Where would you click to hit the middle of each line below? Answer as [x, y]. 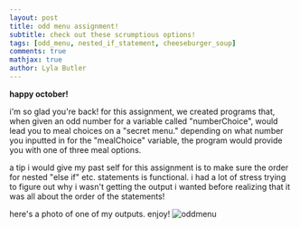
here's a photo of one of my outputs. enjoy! [90, 214]
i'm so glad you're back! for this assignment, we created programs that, [142, 111]
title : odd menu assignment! [64, 26]
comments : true [38, 52]
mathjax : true [36, 60]
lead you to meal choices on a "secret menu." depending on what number [146, 130]
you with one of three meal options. [75, 149]
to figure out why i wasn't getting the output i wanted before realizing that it [150, 186]
